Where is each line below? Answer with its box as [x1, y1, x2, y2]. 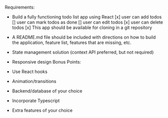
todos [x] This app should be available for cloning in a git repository [12, 24, 152, 30]
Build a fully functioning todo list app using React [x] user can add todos [12, 14, 162, 19]
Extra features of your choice [12, 107, 73, 113]
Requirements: [5, 4, 35, 10]
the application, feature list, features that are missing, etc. [12, 39, 132, 45]
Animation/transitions [12, 78, 56, 84]
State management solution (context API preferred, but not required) [12, 49, 154, 55]
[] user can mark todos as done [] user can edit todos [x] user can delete [12, 19, 163, 25]
